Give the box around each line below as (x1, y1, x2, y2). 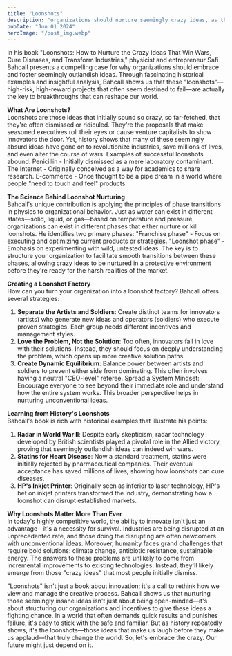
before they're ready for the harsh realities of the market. (7, 266, 169, 275)
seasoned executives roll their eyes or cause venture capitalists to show (7, 128, 212, 136)
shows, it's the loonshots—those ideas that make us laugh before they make (7, 626, 224, 635)
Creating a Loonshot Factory (7, 280, 91, 288)
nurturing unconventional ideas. (17, 396, 108, 405)
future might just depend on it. (7, 641, 93, 649)
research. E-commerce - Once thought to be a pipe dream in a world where (7, 172, 222, 181)
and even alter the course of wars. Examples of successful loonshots (7, 150, 204, 158)
